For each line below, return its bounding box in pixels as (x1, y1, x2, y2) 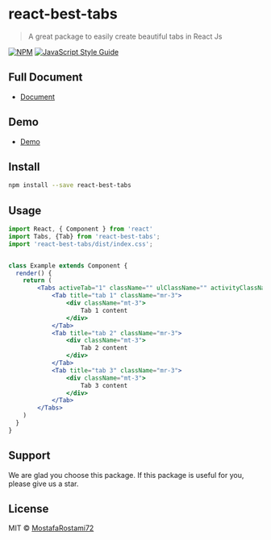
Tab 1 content (80, 306, 128, 314)
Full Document (8, 70, 83, 85)
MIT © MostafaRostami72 (8, 523, 94, 533)
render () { (15, 269, 52, 277)
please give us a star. (8, 479, 79, 488)
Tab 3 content (80, 381, 128, 389)
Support (8, 449, 51, 463)
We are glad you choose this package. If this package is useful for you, (8, 470, 244, 480)
